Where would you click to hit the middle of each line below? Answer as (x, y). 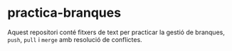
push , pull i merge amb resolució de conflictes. (75, 39)
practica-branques (64, 13)
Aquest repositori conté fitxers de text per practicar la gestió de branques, (116, 32)
